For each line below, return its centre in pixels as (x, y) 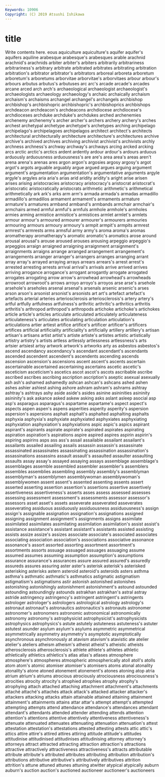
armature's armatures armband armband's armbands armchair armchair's (80, 204)
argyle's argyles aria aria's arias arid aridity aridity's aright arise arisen (76, 178)
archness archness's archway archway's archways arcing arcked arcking (79, 147)
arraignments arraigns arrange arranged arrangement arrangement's (75, 252)
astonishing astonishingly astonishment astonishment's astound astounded (81, 587)
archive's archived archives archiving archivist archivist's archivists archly (80, 142)
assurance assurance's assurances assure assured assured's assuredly (78, 561)
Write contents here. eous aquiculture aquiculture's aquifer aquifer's (74, 52)
